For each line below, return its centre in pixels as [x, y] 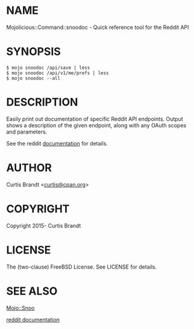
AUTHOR [29, 168]
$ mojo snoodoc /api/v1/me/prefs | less [58, 73]
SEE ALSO [32, 291]
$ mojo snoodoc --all [33, 78]
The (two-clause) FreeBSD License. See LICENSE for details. [82, 267]
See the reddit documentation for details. [57, 143]
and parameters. [27, 132]
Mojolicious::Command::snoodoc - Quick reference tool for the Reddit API [98, 27]
